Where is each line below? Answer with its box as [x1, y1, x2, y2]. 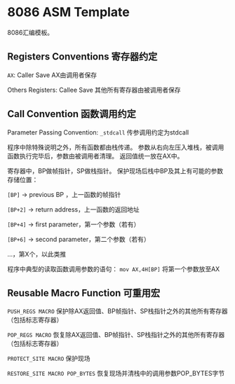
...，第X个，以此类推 [7, 249, 67, 258]
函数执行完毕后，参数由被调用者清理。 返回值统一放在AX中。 [7, 151, 184, 160]
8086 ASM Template [7, 4, 130, 20]
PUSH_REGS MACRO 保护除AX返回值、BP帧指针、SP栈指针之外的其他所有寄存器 [7, 307, 228, 315]
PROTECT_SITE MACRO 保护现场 [7, 355, 90, 363]
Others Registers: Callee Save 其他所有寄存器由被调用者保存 [7, 85, 181, 94]
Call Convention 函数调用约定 [7, 108, 137, 120]
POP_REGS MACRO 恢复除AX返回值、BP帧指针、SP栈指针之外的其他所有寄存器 [7, 331, 225, 339]
